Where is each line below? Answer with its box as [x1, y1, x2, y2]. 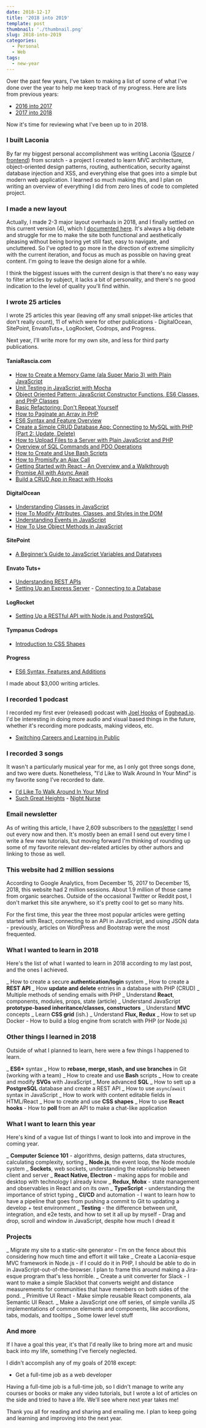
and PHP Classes [15, 397, 59, 404]
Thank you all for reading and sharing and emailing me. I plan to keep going [6, 1408, 197, 1416]
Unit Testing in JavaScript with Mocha [15, 384, 112, 391]
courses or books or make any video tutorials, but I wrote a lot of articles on [6, 1389, 198, 1397]
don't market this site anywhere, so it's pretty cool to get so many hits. [6, 899, 185, 906]
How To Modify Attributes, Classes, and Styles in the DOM [15, 509, 163, 517]
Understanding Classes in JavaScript [15, 503, 109, 510]
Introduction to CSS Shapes [15, 640, 86, 647]
